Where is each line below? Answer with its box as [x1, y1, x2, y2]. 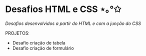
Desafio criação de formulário [12, 45, 74, 51]
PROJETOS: [5, 30, 30, 36]
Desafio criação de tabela [12, 39, 66, 45]
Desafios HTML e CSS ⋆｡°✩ [5, 3, 121, 15]
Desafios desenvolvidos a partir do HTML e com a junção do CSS [5, 20, 141, 26]
